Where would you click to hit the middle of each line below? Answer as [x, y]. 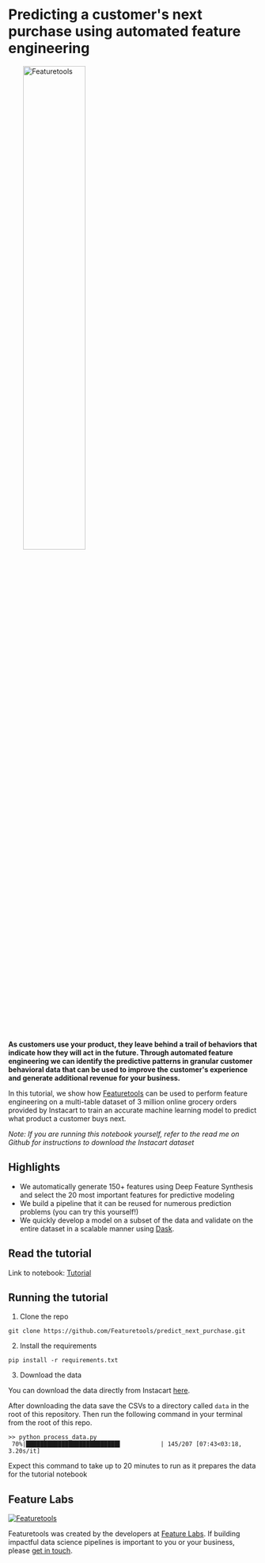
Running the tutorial [58, 1298]
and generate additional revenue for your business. [94, 1077]
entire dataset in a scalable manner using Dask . [97, 1228]
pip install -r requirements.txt [63, 1361]
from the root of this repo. [50, 1423]
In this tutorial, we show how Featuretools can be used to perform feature [128, 1093]
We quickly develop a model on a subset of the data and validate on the [136, 1220]
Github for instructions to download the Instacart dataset [101, 1142]
